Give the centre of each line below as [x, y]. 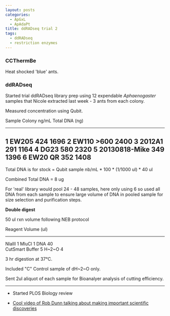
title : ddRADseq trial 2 [31, 29]
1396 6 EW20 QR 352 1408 [48, 157]
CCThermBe [21, 60]
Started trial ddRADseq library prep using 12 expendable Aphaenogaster [80, 96]
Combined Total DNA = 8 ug [35, 179]
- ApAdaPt [20, 24]
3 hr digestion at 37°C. [29, 259]
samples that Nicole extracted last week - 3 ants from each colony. [75, 101]
